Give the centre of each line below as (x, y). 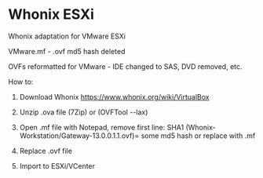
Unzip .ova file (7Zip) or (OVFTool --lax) (84, 112)
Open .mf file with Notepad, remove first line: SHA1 (102, 127)
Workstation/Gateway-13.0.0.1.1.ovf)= (79, 136)
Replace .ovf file (46, 151)
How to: (21, 82)
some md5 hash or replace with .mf (198, 136)
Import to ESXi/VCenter (57, 165)
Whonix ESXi (51, 15)
